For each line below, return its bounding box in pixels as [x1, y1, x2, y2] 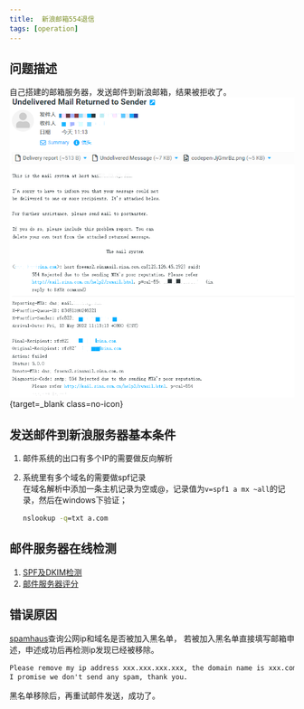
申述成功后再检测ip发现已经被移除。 [24, 644, 159, 655]
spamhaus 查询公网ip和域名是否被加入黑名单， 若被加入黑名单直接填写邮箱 [9, 633, 287, 644]
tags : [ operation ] [9, 24, 79, 33]
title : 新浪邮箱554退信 [9, 14, 95, 24]
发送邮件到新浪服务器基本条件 [9, 427, 176, 442]
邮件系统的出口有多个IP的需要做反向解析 [22, 453, 174, 463]
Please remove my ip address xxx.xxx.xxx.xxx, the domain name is [9, 663, 265, 673]
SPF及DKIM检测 [22, 566, 82, 578]
